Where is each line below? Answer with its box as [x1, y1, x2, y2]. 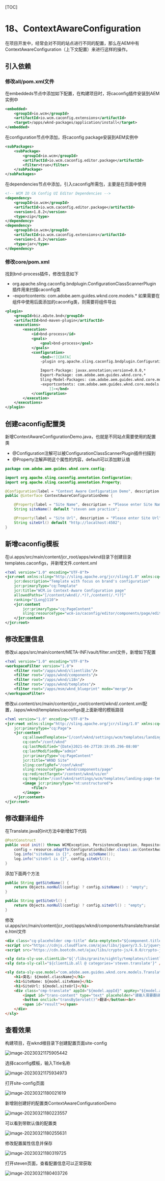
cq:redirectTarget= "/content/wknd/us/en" [23, 772, 109, 776]
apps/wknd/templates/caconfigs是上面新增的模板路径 [15, 706, 124, 712]
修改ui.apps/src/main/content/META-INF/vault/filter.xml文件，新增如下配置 [5, 649, 156, 655]
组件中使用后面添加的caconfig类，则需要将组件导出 [12, 298, 116, 305]
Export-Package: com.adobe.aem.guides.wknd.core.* [40, 372, 146, 378]
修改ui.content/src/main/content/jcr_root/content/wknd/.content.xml [5, 701, 143, 706]
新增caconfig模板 [5, 540, 59, 548]
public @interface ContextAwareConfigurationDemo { [5, 493, 113, 498]
